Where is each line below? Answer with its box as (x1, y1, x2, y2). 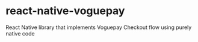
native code (5, 30, 35, 37)
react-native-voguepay (5, 4, 125, 18)
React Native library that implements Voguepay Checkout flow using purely (5, 24, 192, 31)
